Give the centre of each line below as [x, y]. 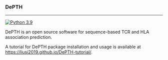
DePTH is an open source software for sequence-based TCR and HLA [77, 32]
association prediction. [29, 37]
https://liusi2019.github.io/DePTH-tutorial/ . [49, 52]
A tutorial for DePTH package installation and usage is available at [73, 47]
